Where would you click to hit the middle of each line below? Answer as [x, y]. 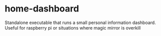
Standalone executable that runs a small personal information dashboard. [80, 22]
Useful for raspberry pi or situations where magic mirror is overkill [73, 27]
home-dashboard [42, 9]
